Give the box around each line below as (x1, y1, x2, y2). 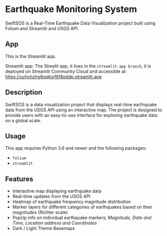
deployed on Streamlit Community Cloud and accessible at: (5, 68, 127, 74)
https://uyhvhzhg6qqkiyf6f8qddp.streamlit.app (5, 74, 102, 80)
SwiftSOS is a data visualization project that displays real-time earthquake (5, 101, 157, 107)
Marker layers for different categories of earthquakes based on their (12, 204, 153, 210)
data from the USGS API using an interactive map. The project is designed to (5, 107, 163, 113)
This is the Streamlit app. (5, 53, 56, 59)
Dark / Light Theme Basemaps (12, 225, 75, 231)
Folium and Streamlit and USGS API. (5, 25, 79, 31)
